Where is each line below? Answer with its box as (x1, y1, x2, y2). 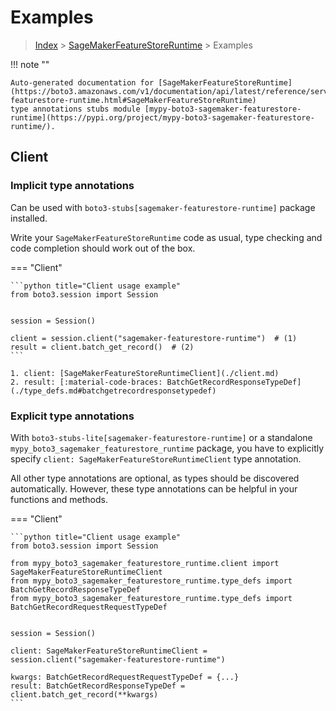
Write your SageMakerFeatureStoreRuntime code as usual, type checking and (10, 231, 323, 243)
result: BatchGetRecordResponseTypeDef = (10, 681, 186, 691)
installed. (10, 212, 48, 224)
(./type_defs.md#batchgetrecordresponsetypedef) (10, 386, 217, 396)
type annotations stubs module (10, 104, 141, 114)
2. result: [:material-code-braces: (10, 377, 163, 387)
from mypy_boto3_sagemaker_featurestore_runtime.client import (10, 558, 280, 568)
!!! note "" (10, 58, 50, 70)
